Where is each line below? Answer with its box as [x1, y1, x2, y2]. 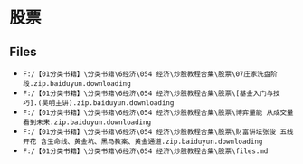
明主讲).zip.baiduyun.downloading [48, 99, 175, 108]
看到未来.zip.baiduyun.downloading [22, 118, 152, 127]
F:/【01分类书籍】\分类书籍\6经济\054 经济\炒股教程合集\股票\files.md [22, 147, 269, 156]
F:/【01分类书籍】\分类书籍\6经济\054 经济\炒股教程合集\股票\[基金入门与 [22, 89, 274, 98]
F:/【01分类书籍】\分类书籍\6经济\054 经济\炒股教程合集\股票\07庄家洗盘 [22, 70, 271, 79]
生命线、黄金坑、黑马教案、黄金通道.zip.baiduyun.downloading [46, 137, 263, 146]
